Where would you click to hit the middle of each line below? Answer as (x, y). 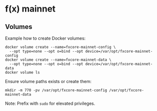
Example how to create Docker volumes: (45, 38)
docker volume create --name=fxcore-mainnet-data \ (58, 60)
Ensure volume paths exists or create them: (48, 81)
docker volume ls (23, 72)
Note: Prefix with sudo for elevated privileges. (50, 103)
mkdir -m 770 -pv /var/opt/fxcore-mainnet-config (56, 90)
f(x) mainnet (30, 9)
